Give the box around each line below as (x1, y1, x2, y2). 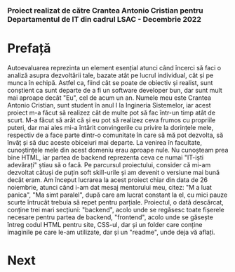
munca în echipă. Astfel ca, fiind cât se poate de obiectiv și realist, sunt (7, 78, 213, 86)
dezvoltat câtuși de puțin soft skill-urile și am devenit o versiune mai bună (7, 168, 220, 176)
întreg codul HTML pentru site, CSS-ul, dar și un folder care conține (7, 220, 203, 228)
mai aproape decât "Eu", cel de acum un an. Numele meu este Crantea (7, 93, 212, 102)
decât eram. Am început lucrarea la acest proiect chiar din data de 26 (7, 175, 208, 184)
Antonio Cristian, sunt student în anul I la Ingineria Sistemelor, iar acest (7, 101, 212, 109)
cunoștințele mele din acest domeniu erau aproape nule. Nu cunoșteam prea (7, 145, 229, 154)
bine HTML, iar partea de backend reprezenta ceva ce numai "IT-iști (7, 153, 204, 162)
